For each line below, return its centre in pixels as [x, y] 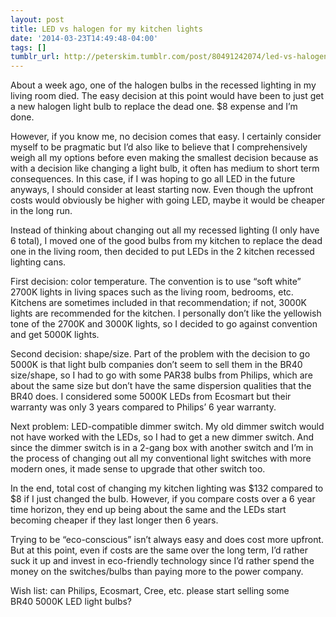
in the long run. [41, 211]
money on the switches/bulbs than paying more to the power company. [157, 572]
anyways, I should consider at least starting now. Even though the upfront [162, 190]
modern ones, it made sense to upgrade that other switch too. [138, 469]
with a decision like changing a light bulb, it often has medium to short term [165, 168]
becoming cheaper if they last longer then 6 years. [114, 520]
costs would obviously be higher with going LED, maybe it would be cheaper [168, 200]
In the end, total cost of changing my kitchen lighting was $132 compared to [167, 488]
